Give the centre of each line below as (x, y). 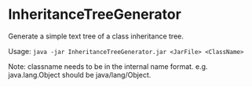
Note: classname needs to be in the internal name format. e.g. (108, 66)
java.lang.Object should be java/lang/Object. (80, 74)
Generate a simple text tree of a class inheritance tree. (96, 36)
